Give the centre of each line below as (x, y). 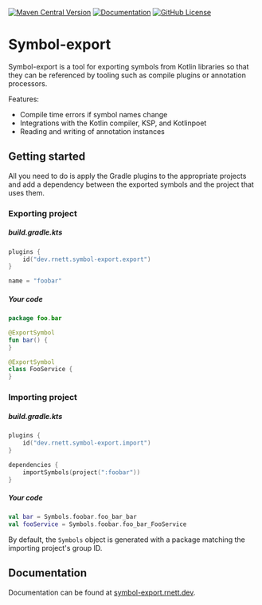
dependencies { (33, 465)
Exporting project (43, 213)
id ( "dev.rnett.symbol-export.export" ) (87, 259)
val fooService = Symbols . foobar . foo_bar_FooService (98, 524)
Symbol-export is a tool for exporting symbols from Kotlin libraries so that (129, 66)
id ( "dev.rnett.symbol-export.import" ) (87, 443)
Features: (24, 99)
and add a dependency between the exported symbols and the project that (131, 184)
